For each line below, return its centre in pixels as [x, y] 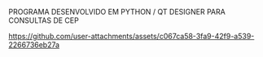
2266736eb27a [34, 45]
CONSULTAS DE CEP [44, 20]
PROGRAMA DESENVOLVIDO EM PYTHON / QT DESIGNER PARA [117, 12]
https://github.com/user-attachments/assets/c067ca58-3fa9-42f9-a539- [131, 36]
